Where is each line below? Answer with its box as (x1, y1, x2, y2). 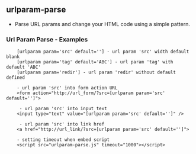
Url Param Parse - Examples (6, 35, 88, 43)
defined (6, 75, 25, 81)
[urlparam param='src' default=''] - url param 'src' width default (17, 49, 189, 55)
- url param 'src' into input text (19, 106, 108, 112)
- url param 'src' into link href (19, 121, 105, 127)
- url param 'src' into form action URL (17, 85, 118, 91)
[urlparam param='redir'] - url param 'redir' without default (17, 69, 176, 76)
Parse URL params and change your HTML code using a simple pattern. (14, 20, 191, 27)
